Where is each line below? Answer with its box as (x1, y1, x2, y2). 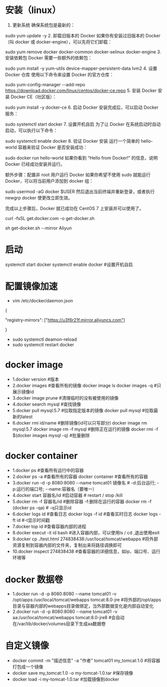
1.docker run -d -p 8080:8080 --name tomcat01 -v (12, 591, 117, 597)
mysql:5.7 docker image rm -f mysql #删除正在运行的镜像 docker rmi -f (12, 426, 159, 432)
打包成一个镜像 (12, 664, 43, 670)
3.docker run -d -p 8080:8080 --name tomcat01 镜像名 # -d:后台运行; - (12, 479, 160, 485)
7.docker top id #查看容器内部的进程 (12, 523, 86, 529)
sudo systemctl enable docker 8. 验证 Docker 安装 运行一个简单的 (5, 138, 140, 144)
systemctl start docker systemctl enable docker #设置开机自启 (5, 261, 133, 267)
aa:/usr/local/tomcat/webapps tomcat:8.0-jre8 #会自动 (12, 614, 125, 620)
